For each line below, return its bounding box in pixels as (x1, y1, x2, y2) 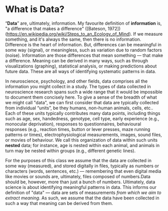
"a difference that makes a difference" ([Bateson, (5, 25, 107, 31)
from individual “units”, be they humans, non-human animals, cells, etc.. (5, 105, 153, 111)
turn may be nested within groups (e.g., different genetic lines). (5, 148, 136, 154)
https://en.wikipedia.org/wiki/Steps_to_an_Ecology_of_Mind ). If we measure (7, 31, 163, 37)
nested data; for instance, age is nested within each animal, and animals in (5, 142, 160, 148)
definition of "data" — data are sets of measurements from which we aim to (5, 189, 161, 195)
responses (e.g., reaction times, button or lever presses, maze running (5, 126, 150, 132)
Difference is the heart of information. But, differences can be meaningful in (5, 41, 162, 47)
